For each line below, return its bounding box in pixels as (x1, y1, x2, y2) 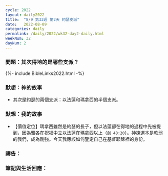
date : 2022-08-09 (5, 21, 47, 27)
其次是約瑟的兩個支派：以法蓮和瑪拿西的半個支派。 (12, 96, 121, 103)
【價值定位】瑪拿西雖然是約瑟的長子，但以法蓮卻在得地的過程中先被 (12, 123, 157, 129)
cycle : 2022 (5, 7, 31, 13)
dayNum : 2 (5, 41, 27, 46)
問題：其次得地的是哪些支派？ (5, 58, 79, 65)
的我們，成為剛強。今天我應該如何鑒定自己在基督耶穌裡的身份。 (12, 136, 148, 142)
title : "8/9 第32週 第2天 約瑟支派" (5, 17, 80, 22)
